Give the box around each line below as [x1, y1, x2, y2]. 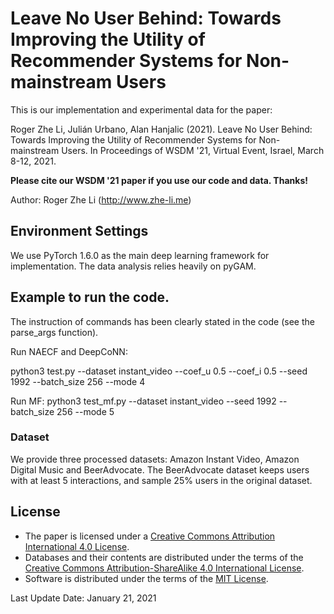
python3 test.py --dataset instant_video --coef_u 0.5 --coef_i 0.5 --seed [10, 365, 308, 377]
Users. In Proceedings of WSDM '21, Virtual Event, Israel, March [61, 144, 325, 156]
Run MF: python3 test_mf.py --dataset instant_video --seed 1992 [10, 395, 277, 407]
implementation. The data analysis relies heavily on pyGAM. [10, 260, 257, 272]
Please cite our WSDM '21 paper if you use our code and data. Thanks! [10, 174, 308, 186]
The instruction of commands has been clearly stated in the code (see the [10, 315, 315, 327]
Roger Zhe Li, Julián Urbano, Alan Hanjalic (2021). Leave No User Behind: [10, 123, 313, 135]
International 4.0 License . [24, 540, 130, 552]
